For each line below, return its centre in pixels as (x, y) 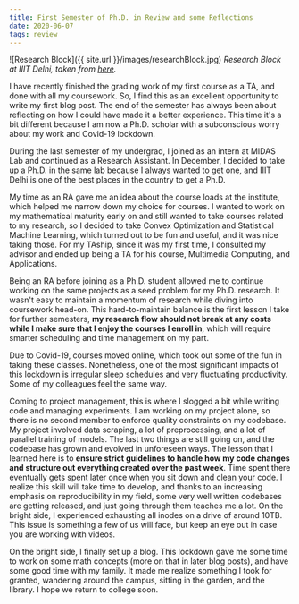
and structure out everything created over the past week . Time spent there (150, 468)
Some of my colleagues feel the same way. (88, 384)
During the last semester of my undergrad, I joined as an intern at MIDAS (143, 151)
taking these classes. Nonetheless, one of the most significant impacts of (144, 365)
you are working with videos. (62, 534)
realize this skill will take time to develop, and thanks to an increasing (136, 487)
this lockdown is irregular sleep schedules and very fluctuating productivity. (149, 374)
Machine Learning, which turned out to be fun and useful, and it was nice (144, 235)
